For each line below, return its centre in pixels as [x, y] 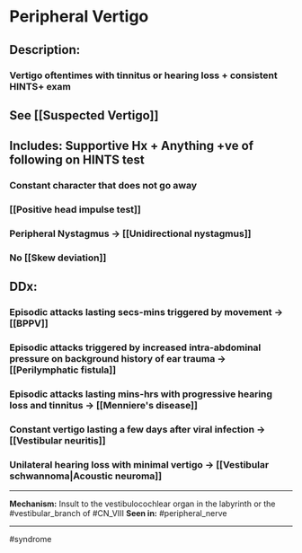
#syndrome [31, 540]
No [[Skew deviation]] [58, 258]
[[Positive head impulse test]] [75, 210]
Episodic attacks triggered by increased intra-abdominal [135, 347]
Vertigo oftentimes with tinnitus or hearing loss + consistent [143, 75]
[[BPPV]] [29, 323]
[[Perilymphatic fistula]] [63, 370]
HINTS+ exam [40, 86]
